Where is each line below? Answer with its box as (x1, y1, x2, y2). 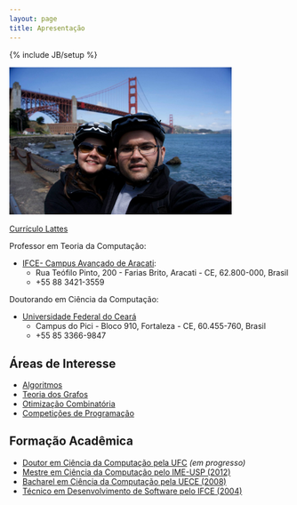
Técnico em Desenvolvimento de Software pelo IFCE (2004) (21, 485, 243, 496)
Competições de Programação (21, 407, 135, 418)
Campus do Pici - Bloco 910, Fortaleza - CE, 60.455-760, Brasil (35, 321, 267, 332)
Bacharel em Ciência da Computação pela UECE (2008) (21, 476, 227, 486)
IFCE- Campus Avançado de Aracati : (21, 258, 157, 269)
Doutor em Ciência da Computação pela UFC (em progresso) (21, 457, 246, 468)
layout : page (9, 14, 58, 23)
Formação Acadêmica (9, 434, 133, 449)
